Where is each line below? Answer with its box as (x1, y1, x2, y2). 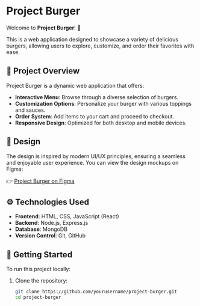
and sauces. (14, 106, 46, 114)
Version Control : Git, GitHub (14, 232, 86, 239)
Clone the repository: (14, 277, 68, 284)
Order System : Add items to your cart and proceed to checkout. (14, 112, 175, 120)
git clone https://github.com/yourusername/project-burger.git (14, 289, 178, 295)
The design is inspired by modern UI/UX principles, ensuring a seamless (6, 152, 186, 160)
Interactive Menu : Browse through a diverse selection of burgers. (14, 93, 179, 100)
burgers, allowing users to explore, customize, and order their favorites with (6, 42, 195, 49)
